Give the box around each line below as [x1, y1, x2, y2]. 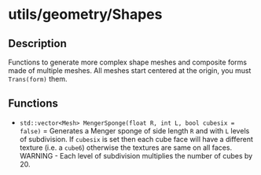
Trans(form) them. [8, 75, 68, 83]
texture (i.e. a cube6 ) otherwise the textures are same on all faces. [19, 143, 233, 152]
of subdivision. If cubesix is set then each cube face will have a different [19, 134, 253, 144]
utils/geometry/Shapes [8, 5, 163, 24]
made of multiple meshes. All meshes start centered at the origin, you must [8, 66, 252, 75]
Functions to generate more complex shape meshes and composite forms [8, 57, 248, 67]
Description [8, 37, 67, 50]
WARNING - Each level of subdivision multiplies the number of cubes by [19, 151, 253, 160]
